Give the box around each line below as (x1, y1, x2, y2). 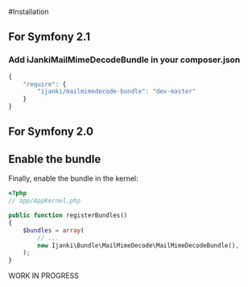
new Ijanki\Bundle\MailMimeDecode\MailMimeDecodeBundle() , (37, 241, 240, 249)
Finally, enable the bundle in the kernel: (8, 173, 138, 184)
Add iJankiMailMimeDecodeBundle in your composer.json (8, 54, 241, 65)
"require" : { (23, 80, 67, 88)
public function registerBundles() (8, 211, 128, 220)
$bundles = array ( (23, 226, 85, 235)
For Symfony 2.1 (8, 30, 91, 44)
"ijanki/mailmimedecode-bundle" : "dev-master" (37, 88, 196, 96)
